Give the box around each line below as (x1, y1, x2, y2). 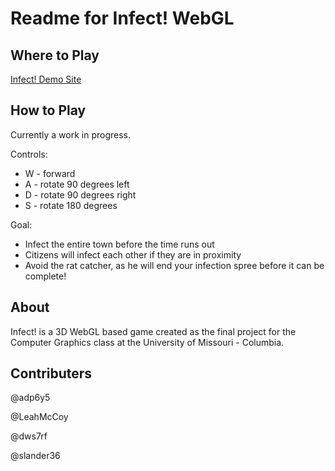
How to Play (10, 102, 87, 119)
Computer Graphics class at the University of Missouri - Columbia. (10, 336, 285, 348)
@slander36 (10, 450, 61, 462)
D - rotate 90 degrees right (24, 188, 137, 201)
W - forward (24, 167, 76, 179)
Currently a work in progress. (10, 128, 132, 141)
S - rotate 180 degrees (24, 199, 118, 211)
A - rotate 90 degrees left (24, 178, 130, 190)
